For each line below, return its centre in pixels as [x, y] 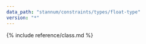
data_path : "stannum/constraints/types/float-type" [73, 12]
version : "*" [23, 18]
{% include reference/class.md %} [50, 35]
